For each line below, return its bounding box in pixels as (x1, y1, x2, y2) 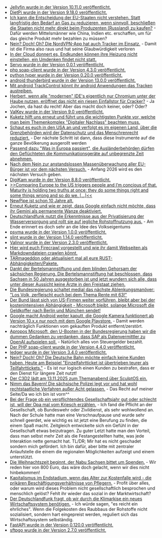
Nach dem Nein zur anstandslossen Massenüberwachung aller (9, 161, 137, 167)
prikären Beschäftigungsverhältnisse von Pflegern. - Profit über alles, (9, 480, 150, 486)
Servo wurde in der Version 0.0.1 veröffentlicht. (9, 62, 105, 67)
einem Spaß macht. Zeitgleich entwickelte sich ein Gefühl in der (9, 423, 139, 428)
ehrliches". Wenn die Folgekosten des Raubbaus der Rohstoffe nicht (9, 506, 148, 512)
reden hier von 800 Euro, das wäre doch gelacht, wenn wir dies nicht (9, 465, 150, 470)
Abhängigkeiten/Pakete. (9, 260, 58, 266)
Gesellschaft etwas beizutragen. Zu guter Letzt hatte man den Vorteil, (9, 428, 151, 434)
